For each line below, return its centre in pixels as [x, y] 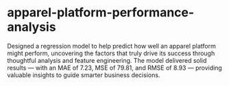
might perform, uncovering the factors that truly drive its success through [111, 53]
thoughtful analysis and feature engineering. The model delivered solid [107, 60]
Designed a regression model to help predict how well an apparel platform [111, 46]
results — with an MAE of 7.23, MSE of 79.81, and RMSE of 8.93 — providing [115, 68]
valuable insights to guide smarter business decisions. [84, 75]
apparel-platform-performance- [101, 13]
